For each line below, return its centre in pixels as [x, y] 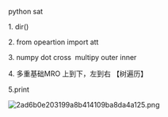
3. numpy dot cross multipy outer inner [73, 57]
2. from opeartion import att [53, 42]
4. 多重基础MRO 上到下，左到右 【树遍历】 [78, 74]
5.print [19, 89]
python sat [26, 11]
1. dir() [19, 26]
